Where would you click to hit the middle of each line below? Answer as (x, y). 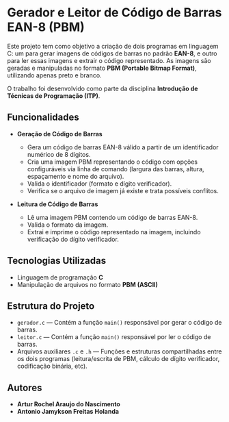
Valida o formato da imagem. (68, 225)
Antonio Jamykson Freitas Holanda (68, 412)
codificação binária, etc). (52, 366)
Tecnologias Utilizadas (57, 261)
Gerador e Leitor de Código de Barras (114, 13)
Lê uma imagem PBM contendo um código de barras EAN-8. (112, 217)
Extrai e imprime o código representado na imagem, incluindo (114, 232)
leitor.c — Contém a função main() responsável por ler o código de (114, 337)
